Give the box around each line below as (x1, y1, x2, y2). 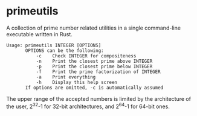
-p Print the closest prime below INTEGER (36, 63, 153, 69)
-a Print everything (36, 74, 96, 80)
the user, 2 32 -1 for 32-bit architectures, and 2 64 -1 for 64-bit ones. (6, 101, 170, 110)
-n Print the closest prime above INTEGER (36, 58, 153, 64)
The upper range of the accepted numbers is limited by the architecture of (6, 95, 192, 102)
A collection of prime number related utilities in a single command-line (6, 24, 181, 31)
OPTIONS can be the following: (25, 47, 104, 54)
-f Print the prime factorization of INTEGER (36, 68, 161, 75)
